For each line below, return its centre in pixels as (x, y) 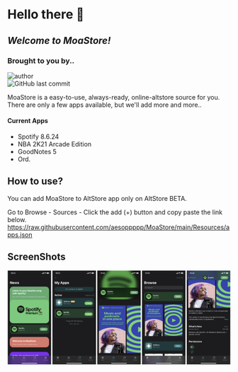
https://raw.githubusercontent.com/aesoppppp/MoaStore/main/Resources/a (119, 227)
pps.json (20, 234)
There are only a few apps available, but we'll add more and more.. (104, 105)
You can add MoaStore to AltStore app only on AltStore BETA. (97, 198)
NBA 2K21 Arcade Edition (55, 144)
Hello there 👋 (46, 14)
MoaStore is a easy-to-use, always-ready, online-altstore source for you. (114, 97)
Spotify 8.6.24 (38, 136)
